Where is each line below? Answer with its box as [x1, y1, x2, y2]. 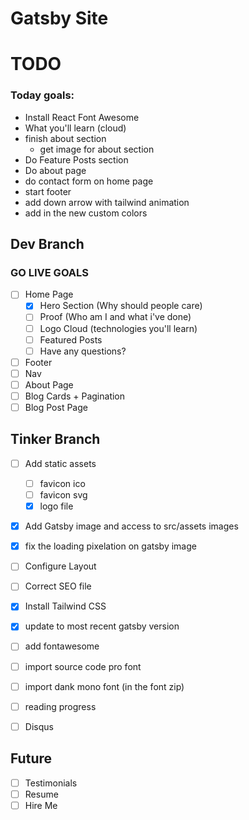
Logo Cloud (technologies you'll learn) [39, 322, 198, 334]
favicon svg [39, 488, 88, 501]
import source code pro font [24, 660, 142, 672]
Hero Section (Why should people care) [39, 300, 203, 312]
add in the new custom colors [24, 207, 148, 219]
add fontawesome [24, 640, 100, 652]
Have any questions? [39, 345, 127, 357]
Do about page [24, 164, 87, 176]
